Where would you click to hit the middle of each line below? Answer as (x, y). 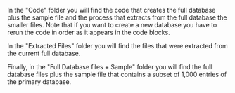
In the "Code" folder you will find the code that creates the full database (112, 10)
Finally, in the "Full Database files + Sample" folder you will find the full (110, 67)
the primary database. (39, 82)
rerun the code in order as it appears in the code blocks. (89, 32)
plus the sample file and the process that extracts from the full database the (117, 17)
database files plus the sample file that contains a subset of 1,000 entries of (117, 74)
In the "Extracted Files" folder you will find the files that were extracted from (118, 46)
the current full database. (44, 53)
